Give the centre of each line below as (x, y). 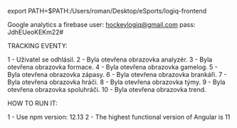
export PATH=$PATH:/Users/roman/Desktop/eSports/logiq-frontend (107, 11)
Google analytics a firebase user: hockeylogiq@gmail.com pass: (101, 24)
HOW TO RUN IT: (33, 103)
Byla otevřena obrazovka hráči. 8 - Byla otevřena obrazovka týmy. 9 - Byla (116, 82)
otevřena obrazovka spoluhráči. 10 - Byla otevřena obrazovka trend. (107, 89)
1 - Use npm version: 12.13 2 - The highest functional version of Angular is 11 (119, 117)
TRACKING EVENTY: (37, 46)
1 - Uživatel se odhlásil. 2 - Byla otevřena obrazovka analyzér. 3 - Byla (110, 59)
